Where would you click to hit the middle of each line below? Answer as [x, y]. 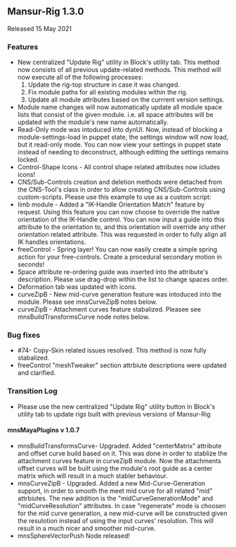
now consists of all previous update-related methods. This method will [119, 70]
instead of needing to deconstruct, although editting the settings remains [123, 152]
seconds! [31, 264]
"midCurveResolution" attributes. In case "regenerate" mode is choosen [122, 505]
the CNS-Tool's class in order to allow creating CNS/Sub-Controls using [122, 190]
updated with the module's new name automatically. [93, 122]
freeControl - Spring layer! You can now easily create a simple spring [117, 250]
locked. [28, 160]
